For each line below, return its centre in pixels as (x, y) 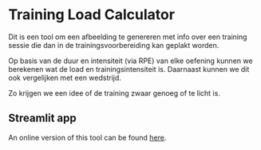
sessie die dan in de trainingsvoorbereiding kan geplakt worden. (114, 45)
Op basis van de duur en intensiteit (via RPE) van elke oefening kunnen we (130, 61)
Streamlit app (43, 118)
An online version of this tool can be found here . (87, 137)
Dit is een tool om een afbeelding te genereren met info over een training (128, 37)
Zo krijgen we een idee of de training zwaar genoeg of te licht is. (115, 93)
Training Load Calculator (92, 15)
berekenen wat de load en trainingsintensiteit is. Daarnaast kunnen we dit (129, 69)
